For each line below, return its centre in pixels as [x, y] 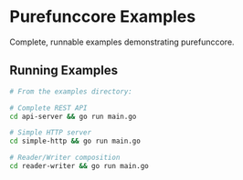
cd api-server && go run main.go [73, 116]
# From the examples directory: [71, 91]
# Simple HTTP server [51, 133]
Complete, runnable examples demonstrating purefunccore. [122, 42]
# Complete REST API [49, 108]
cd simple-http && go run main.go [75, 141]
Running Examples [64, 70]
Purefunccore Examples [103, 17]
